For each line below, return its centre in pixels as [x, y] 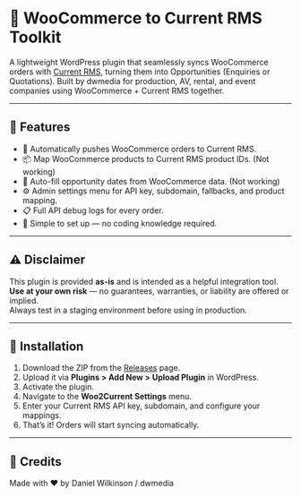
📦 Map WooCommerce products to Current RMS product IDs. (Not [146, 159]
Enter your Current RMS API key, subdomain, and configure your [141, 406]
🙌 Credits [36, 462]
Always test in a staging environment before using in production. [129, 310]
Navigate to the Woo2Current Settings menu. [107, 397]
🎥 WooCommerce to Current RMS [136, 18]
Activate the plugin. [58, 387]
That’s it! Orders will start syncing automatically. [111, 425]
